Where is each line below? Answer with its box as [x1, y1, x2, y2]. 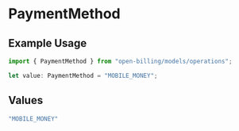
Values [8, 94, 44, 107]
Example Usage [8, 37, 87, 50]
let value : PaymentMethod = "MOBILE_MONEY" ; [8, 71, 158, 79]
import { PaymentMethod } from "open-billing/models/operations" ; [8, 57, 233, 65]
